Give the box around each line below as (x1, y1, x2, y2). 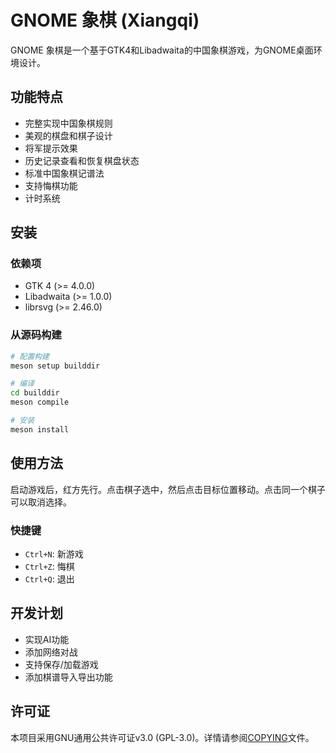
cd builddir (10, 388, 60, 398)
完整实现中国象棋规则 (24, 117, 113, 129)
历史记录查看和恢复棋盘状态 (24, 154, 140, 166)
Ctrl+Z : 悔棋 (24, 560, 75, 572)
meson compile (10, 397, 70, 408)
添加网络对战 (24, 646, 78, 658)
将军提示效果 (24, 142, 78, 154)
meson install (10, 424, 70, 435)
